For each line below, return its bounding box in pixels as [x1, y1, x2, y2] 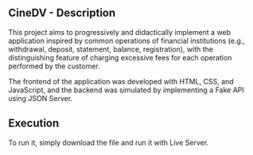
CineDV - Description [8, 6, 116, 20]
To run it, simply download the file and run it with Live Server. [8, 138, 209, 147]
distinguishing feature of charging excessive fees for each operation [8, 52, 232, 62]
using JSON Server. [8, 93, 73, 103]
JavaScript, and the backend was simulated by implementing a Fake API [8, 85, 244, 95]
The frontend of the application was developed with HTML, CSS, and [8, 76, 234, 86]
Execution [8, 117, 60, 130]
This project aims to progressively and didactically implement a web [8, 27, 232, 37]
